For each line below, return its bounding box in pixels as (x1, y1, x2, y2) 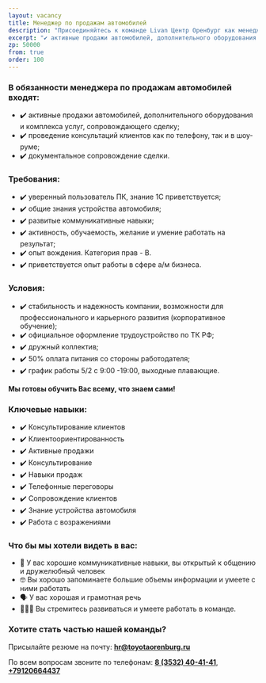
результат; (19, 239, 56, 249)
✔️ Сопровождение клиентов (19, 494, 117, 503)
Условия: (8, 283, 45, 294)
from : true (8, 48, 44, 56)
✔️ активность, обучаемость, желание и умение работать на (19, 227, 226, 238)
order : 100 (8, 56, 44, 64)
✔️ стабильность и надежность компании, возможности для (19, 301, 224, 311)
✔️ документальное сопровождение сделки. (19, 151, 170, 161)
